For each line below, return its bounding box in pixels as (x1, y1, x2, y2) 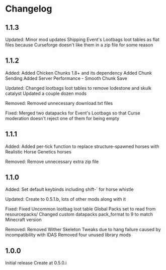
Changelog (5, 3, 52, 15)
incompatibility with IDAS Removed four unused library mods (5, 232, 131, 238)
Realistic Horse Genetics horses (5, 148, 71, 154)
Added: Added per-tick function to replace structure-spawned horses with (5, 143, 159, 149)
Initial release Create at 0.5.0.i (5, 260, 67, 266)
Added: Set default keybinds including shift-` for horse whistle (5, 186, 134, 192)
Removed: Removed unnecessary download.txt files (5, 100, 113, 106)
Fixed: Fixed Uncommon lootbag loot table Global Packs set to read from (5, 206, 156, 212)
